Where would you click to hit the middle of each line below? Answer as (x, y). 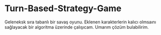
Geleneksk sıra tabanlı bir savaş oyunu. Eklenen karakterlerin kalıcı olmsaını (80, 22)
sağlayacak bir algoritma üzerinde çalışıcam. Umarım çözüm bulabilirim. (77, 27)
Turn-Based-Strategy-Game (63, 9)
